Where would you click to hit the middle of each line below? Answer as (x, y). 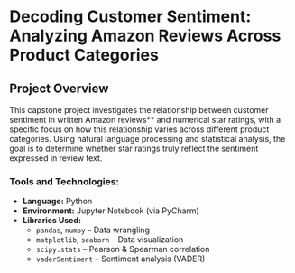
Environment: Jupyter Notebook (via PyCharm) (111, 211)
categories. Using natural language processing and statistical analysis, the (147, 139)
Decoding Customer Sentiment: (130, 17)
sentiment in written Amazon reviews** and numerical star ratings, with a (145, 120)
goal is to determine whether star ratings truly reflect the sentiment (134, 148)
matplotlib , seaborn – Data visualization (110, 240)
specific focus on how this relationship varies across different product (139, 129)
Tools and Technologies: (65, 181)
